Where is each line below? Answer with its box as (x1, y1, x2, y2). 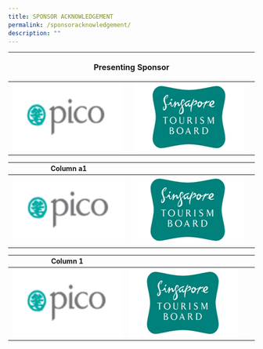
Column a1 (50, 164, 88, 173)
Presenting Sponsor (93, 61, 170, 72)
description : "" (8, 29, 61, 37)
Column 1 (50, 256, 84, 266)
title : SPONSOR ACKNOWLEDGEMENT (8, 13, 113, 20)
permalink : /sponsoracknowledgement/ (8, 20, 131, 29)
